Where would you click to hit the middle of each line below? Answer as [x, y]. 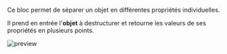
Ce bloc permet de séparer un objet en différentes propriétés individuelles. [113, 10]
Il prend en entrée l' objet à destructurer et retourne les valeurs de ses [107, 23]
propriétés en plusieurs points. [51, 30]
